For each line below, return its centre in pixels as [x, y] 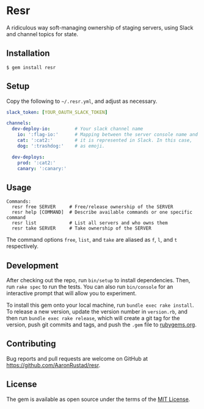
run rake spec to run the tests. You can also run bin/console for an [90, 287]
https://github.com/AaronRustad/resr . [53, 365]
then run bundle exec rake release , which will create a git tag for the [93, 318]
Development [33, 265]
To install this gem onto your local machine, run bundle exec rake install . [100, 305]
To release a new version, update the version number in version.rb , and [97, 312]
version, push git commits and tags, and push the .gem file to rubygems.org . [102, 325]
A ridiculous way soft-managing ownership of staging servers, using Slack [100, 28]
